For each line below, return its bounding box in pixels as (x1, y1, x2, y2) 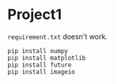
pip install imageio (7, 67, 76, 76)
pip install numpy (7, 47, 68, 55)
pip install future (7, 61, 72, 69)
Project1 (7, 6, 63, 24)
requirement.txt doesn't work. (7, 32, 108, 41)
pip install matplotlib (7, 54, 86, 62)
